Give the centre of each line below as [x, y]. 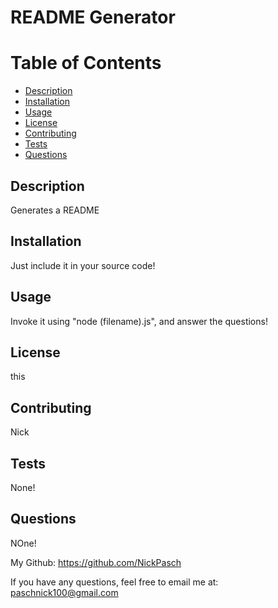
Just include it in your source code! [83, 265]
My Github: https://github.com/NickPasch [96, 562]
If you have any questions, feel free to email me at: [114, 582]
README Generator [93, 17]
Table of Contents [86, 63]
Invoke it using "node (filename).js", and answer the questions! [139, 321]
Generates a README [55, 210]
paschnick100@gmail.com [64, 592]
